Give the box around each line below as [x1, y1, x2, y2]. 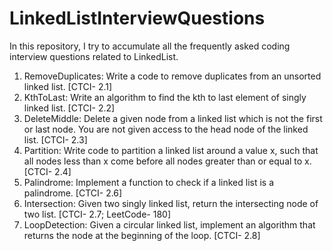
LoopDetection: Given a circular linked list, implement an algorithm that [23, 218, 316, 231]
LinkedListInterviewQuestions [9, 7, 266, 30]
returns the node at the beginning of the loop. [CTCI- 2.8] [23, 229, 261, 241]
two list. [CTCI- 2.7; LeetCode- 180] [23, 208, 171, 220]
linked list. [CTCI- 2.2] [23, 102, 116, 114]
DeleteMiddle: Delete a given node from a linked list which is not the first [23, 112, 323, 124]
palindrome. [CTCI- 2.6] [23, 187, 123, 199]
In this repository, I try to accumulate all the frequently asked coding [9, 40, 291, 52]
